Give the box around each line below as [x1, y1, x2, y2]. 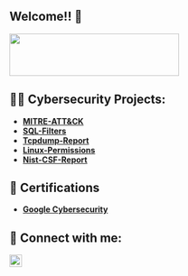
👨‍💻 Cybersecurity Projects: [9, 92, 166, 107]
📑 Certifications [9, 180, 100, 196]
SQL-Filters [22, 125, 67, 136]
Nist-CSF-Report [22, 154, 88, 165]
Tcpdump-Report [22, 134, 89, 145]
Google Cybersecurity [22, 204, 108, 215]
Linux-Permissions [22, 144, 96, 155]
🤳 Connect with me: [9, 230, 122, 245]
